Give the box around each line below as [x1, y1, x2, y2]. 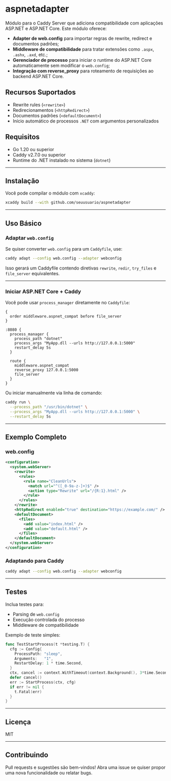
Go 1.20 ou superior [12, 146, 54, 152]
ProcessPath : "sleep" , [14, 651, 63, 656]
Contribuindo [5, 751, 48, 760]
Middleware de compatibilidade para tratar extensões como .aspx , [12, 46, 154, 52]
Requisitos [5, 133, 40, 141]
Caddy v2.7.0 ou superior [12, 152, 66, 158]
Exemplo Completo [5, 433, 67, 442]
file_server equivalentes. [5, 270, 60, 276]
